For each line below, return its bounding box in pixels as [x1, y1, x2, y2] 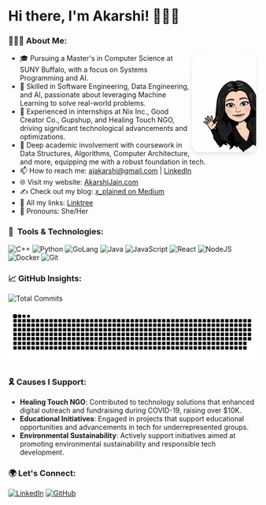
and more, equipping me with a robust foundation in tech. [19, 157, 206, 166]
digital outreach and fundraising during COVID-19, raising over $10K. [19, 406, 242, 415]
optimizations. [19, 132, 66, 141]
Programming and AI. [19, 73, 89, 83]
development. [19, 447, 65, 457]
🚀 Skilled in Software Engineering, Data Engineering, [19, 82, 190, 92]
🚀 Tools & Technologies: [8, 226, 104, 238]
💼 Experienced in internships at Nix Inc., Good [19, 107, 169, 117]
